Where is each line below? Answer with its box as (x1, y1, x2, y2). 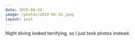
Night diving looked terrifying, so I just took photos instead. (5, 30, 130, 36)
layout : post (5, 16, 33, 21)
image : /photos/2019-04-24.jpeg (5, 12, 74, 17)
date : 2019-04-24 (5, 7, 42, 12)
